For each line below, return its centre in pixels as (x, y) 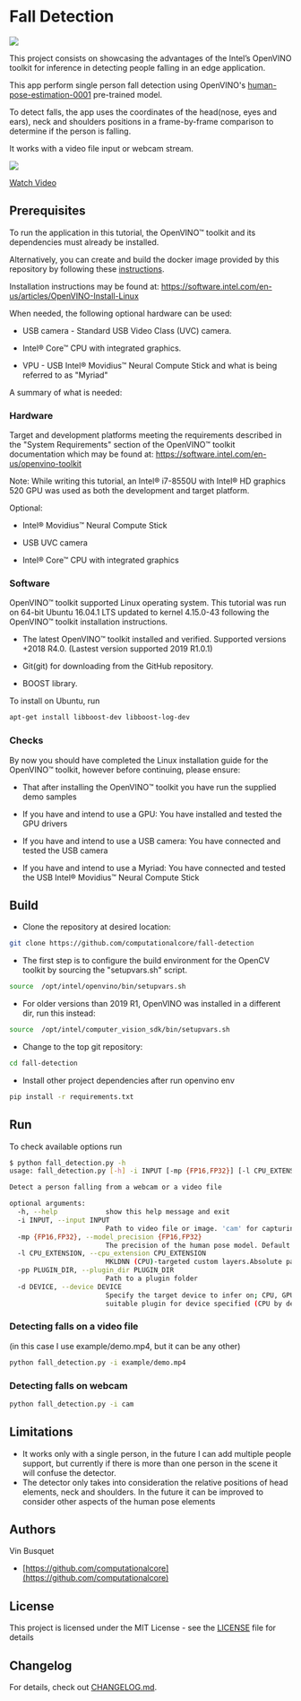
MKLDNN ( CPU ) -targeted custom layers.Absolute (193, 1262)
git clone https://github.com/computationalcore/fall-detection (132, 944)
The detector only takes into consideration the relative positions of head (155, 1482)
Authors (33, 1530)
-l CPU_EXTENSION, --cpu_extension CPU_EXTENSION (112, 1253)
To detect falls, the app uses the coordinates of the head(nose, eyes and (143, 112)
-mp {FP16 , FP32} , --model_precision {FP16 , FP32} (110, 1237)
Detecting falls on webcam (69, 1385)
